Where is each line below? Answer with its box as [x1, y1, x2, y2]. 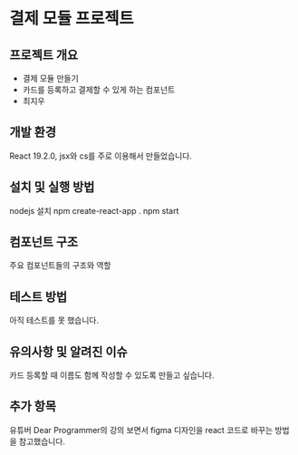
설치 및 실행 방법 [9, 179, 95, 195]
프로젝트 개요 [9, 47, 79, 63]
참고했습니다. [18, 436, 66, 447]
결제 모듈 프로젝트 [9, 8, 134, 29]
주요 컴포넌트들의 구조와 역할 [9, 260, 111, 271]
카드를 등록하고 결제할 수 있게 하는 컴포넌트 [22, 84, 176, 95]
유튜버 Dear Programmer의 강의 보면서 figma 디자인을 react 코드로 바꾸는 [9, 424, 274, 435]
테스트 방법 [9, 289, 68, 305]
